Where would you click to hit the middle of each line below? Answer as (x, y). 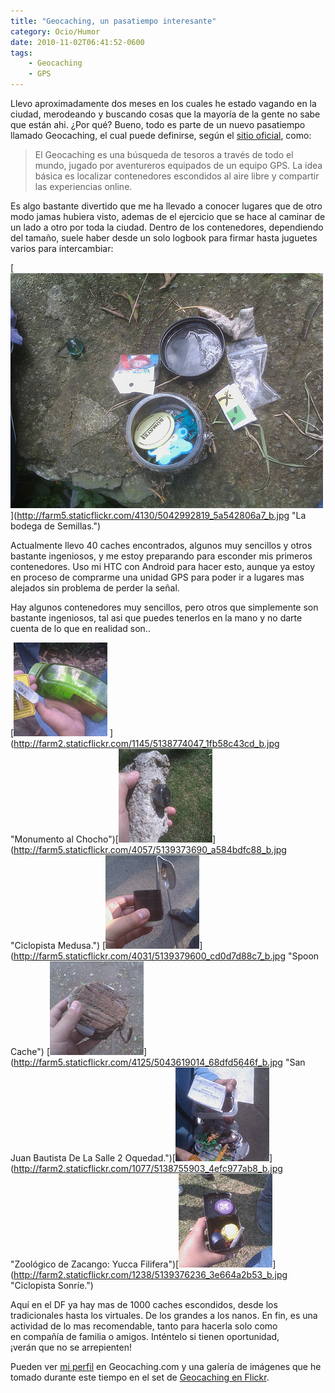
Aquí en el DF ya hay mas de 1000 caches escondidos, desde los (144, 1304)
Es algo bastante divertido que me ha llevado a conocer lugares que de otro (166, 206)
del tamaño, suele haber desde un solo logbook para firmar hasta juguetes (164, 238)
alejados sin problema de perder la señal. (95, 588)
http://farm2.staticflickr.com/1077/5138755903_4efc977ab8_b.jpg (148, 1168)
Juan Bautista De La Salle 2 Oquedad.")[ (93, 1158)
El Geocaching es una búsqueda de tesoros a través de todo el (164, 154)
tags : (21, 53)
